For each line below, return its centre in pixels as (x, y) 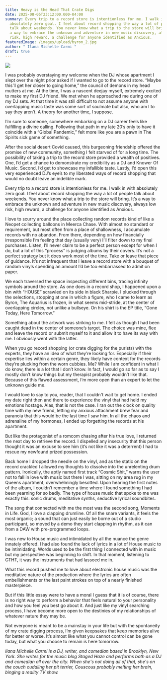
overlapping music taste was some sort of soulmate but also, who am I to (80, 106)
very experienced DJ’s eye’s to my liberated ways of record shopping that (81, 173)
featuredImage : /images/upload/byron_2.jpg (51, 42)
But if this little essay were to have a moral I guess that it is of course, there (82, 595)
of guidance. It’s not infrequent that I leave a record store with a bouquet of (82, 261)
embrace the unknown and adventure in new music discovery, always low (81, 204)
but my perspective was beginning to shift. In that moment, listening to (77, 554)
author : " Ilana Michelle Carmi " (41, 47)
